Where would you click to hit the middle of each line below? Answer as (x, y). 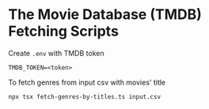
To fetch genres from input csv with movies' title (87, 82)
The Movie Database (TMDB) (105, 15)
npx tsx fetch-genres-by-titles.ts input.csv (84, 96)
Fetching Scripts (63, 31)
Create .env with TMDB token (56, 53)
